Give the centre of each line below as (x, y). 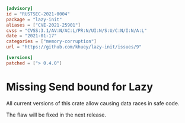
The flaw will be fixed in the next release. (56, 115)
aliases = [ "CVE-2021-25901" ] (44, 25)
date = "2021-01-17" (32, 36)
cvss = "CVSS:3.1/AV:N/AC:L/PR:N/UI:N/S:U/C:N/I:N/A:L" (76, 30)
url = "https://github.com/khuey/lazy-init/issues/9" (74, 47)
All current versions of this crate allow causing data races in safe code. (93, 103)
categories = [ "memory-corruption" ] (51, 41)
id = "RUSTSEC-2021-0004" (38, 14)
